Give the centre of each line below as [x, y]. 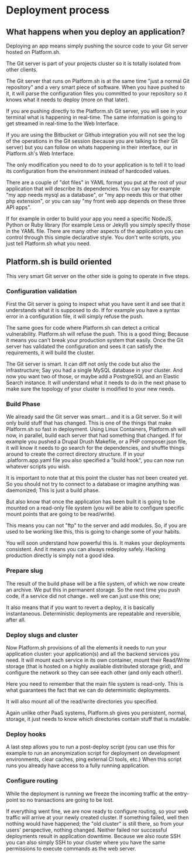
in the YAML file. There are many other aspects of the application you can [95, 231]
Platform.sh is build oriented [59, 262]
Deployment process [58, 10]
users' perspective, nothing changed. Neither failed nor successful [87, 830]
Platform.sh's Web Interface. [40, 153]
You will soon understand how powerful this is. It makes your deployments [96, 543]
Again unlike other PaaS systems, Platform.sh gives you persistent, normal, [97, 713]
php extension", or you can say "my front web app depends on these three [96, 201]
